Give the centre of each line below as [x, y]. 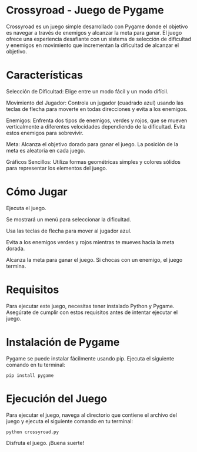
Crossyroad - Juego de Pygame [85, 10]
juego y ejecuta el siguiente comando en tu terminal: [70, 421]
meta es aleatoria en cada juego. [46, 150]
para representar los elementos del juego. [57, 168]
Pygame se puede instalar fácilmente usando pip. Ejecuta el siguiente [90, 358]
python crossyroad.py [33, 432]
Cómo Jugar [37, 192]
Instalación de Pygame [63, 342]
